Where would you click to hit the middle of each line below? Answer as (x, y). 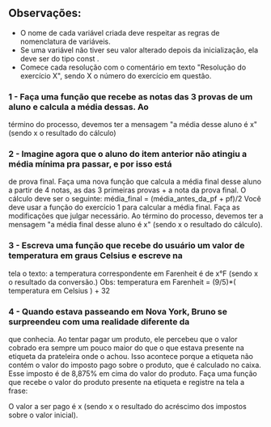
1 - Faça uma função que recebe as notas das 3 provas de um (131, 96)
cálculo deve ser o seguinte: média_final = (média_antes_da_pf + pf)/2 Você (135, 199)
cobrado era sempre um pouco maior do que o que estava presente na (126, 348)
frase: (18, 391)
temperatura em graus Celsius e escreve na (96, 256)
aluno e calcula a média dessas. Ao (79, 107)
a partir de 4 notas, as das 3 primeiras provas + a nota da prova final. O (127, 190)
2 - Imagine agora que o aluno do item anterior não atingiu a (128, 154)
